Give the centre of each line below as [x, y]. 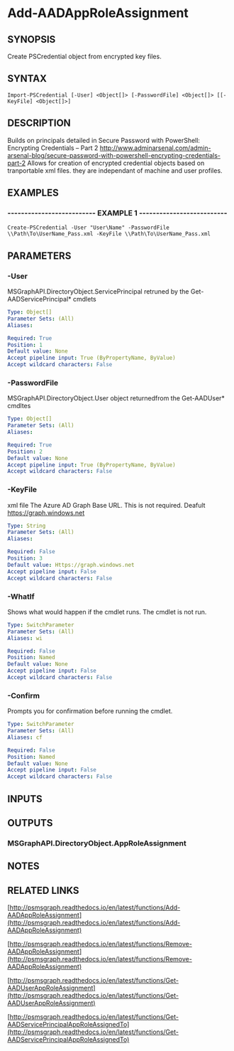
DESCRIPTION [39, 123]
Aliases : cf [25, 737]
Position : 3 [25, 559]
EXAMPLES [33, 193]
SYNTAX [27, 79]
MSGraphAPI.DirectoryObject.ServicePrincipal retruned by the [98, 292]
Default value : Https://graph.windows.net [71, 565]
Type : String [27, 525]
